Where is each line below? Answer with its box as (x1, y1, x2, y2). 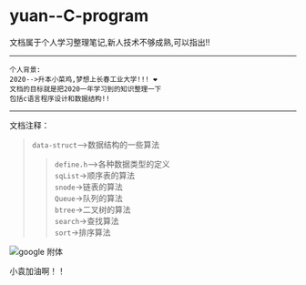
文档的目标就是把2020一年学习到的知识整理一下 (9, 84, 162, 94)
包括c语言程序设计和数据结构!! (9, 94, 111, 103)
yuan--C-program (9, 5, 149, 26)
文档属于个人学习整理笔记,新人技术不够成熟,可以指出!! (9, 36, 211, 47)
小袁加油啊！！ (9, 266, 66, 276)
